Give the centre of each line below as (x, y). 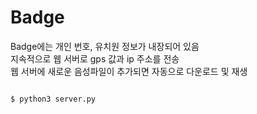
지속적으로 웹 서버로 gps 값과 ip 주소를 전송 (95, 58)
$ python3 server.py (53, 99)
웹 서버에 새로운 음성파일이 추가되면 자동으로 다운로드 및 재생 (129, 71)
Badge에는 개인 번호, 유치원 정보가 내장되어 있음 (105, 46)
